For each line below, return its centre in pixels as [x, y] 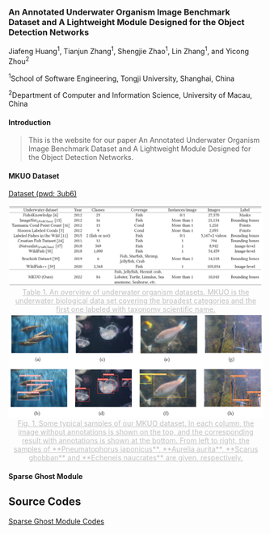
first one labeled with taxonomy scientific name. [136, 309]
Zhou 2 [19, 61]
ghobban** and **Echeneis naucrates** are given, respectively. [136, 458]
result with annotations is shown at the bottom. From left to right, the [136, 441]
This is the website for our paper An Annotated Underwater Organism [144, 141]
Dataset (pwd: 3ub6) [43, 194]
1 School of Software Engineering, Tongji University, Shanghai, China [122, 78]
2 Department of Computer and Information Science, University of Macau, [131, 94]
